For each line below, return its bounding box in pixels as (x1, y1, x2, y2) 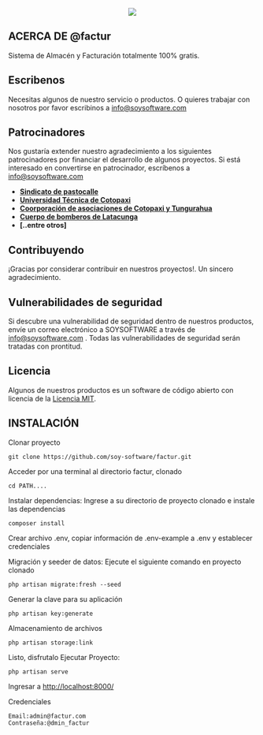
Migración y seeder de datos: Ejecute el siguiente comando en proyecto (8, 557, 242, 566)
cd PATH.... (8, 482, 47, 490)
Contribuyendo (8, 243, 84, 256)
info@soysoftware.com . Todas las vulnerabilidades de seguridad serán (8, 334, 240, 343)
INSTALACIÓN (8, 416, 80, 430)
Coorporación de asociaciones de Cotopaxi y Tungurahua (19, 203, 213, 213)
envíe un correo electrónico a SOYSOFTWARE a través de (8, 325, 195, 334)
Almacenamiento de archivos (8, 623, 102, 632)
